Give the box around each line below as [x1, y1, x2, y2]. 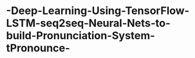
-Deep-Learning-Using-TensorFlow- [6, 4, 190, 18]
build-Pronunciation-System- [6, 29, 155, 42]
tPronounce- [6, 42, 71, 55]
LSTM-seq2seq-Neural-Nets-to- [6, 16, 171, 30]
